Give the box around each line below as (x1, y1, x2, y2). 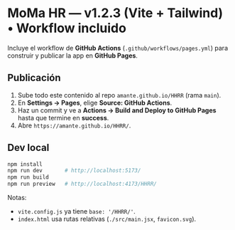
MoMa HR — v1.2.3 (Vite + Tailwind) (7, 5, 224, 21)
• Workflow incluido (7, 20, 126, 36)
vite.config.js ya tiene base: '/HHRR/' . (17, 207, 136, 216)
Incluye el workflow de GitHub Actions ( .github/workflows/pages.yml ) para (7, 43, 229, 52)
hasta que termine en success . (17, 113, 109, 122)
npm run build (7, 174, 50, 181)
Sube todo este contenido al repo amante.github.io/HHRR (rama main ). (17, 90, 222, 99)
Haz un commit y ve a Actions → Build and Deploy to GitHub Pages (17, 105, 217, 115)
